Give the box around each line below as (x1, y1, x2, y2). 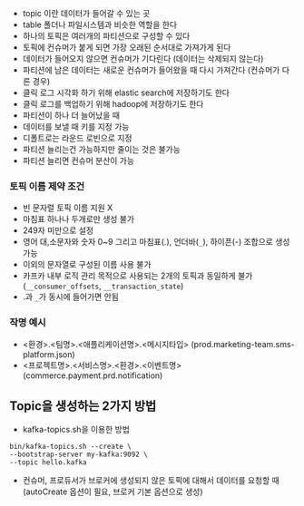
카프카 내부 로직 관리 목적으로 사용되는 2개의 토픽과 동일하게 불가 (22, 270, 253, 281)
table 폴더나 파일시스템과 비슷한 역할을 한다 (22, 19, 178, 30)
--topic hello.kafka (9, 458, 88, 467)
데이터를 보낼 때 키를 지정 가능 (22, 122, 130, 131)
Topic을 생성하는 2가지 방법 (9, 398, 157, 414)
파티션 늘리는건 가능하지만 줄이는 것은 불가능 (22, 144, 181, 154)
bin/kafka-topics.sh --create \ (9, 443, 132, 452)
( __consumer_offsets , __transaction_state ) (22, 280, 184, 292)
